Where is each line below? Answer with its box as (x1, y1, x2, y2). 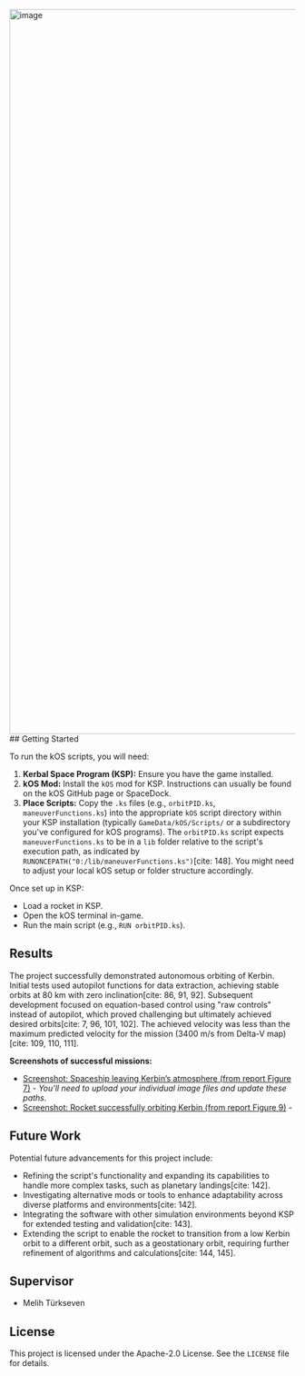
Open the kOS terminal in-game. (22, 910, 143, 921)
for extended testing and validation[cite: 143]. (22, 1218, 193, 1229)
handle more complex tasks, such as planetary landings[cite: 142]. (22, 1180, 271, 1191)
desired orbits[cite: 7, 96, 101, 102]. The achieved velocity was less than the (9, 1018, 290, 1029)
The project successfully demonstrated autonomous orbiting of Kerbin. (9, 970, 275, 981)
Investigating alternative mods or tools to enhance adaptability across (22, 1189, 283, 1200)
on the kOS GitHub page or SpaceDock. (22, 788, 172, 799)
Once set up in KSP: (9, 882, 84, 893)
